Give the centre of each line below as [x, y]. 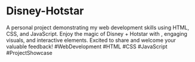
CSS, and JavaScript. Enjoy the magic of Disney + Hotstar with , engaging [97, 33]
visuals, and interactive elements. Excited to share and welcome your [91, 40]
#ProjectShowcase [29, 52]
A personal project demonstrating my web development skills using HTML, [98, 27]
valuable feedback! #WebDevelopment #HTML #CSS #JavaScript [87, 46]
